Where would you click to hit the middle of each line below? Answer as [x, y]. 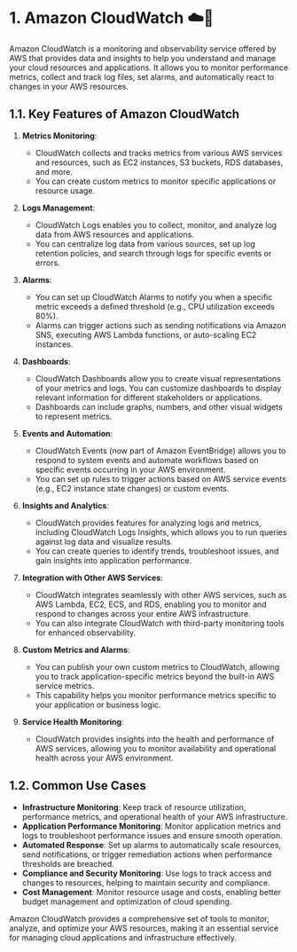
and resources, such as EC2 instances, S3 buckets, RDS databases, [159, 162]
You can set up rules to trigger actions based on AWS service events [160, 479]
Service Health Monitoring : [73, 721]
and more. [54, 171]
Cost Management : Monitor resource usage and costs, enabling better [152, 892]
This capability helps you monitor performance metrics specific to [156, 695]
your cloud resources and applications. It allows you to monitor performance [149, 67]
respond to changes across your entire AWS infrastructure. [143, 613]
